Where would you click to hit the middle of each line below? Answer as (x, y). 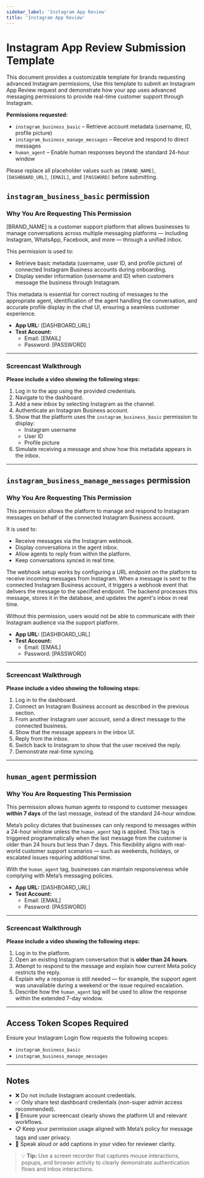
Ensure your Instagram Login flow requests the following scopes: (87, 1038)
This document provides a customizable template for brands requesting (96, 77)
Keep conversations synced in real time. (65, 560)
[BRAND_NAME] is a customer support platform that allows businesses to (98, 227)
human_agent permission (52, 776)
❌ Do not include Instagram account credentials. (76, 1095)
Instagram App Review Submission (96, 48)
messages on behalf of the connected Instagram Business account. (91, 517)
